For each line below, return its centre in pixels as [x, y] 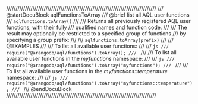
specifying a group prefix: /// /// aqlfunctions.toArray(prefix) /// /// [90, 40]
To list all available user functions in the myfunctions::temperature [87, 71]
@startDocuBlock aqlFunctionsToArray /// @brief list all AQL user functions [98, 15]
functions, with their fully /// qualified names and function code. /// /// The [97, 27]
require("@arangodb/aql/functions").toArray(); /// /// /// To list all [91, 52]
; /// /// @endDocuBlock [39, 89]
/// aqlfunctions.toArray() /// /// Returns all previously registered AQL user [98, 21]
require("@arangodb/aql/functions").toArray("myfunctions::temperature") [100, 83]
